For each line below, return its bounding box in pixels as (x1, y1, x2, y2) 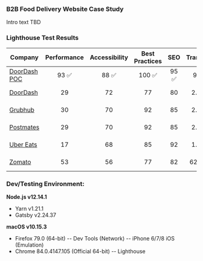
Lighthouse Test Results (6, 34, 79, 42)
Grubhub (9, 105, 34, 114)
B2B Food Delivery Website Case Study (6, 5, 124, 13)
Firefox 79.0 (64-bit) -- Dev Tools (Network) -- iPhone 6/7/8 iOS (14, 234, 175, 242)
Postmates (9, 123, 40, 131)
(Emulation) (14, 241, 44, 248)
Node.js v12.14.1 (6, 193, 47, 201)
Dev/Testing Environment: (6, 179, 85, 188)
